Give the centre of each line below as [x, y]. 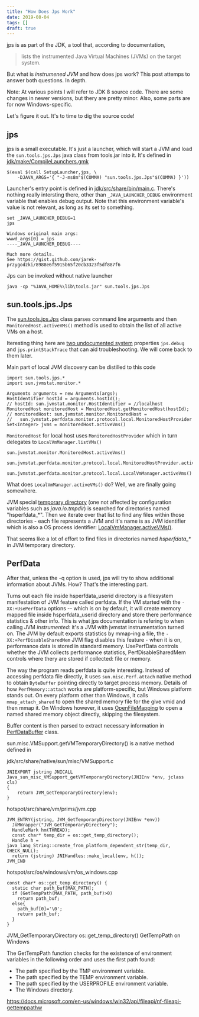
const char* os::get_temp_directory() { [57, 883]
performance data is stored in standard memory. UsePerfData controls [92, 646]
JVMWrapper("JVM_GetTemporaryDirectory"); [65, 825]
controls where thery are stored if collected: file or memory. [79, 658]
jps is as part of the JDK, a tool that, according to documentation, [86, 45]
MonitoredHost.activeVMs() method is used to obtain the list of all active [94, 325]
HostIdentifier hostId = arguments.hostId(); [63, 398]
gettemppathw [25, 1008]
